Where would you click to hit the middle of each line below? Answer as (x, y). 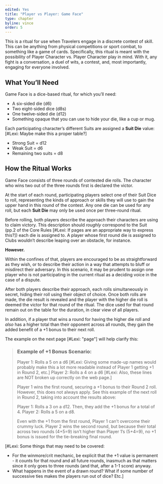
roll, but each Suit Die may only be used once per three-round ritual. (73, 210)
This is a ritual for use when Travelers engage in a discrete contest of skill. (79, 41)
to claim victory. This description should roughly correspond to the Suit (76, 225)
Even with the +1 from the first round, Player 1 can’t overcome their (83, 421)
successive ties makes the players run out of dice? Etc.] (68, 476)
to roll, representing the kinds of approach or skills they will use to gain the (80, 200)
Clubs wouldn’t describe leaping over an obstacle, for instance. (68, 240)
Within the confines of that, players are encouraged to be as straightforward (81, 259)
